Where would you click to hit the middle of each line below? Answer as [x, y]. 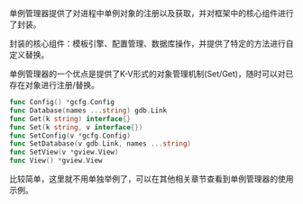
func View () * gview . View [56, 161]
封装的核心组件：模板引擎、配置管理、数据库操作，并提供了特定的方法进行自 [151, 44]
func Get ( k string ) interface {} [70, 119]
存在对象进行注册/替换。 [55, 85]
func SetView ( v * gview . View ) [64, 152]
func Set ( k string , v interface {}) [76, 127]
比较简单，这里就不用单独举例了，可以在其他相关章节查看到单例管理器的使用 [151, 179]
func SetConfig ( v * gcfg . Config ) [70, 136]
